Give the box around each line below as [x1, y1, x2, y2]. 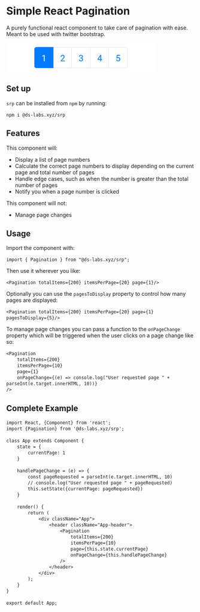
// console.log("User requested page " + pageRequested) [28, 480, 172, 486]
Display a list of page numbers [14, 156, 90, 163]
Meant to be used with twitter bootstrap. [6, 30, 106, 37]
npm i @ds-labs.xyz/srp [6, 112, 66, 118]
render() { [17, 504, 44, 510]
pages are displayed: [6, 296, 58, 304]
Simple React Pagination [6, 4, 131, 18]
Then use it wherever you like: [6, 268, 81, 275]
